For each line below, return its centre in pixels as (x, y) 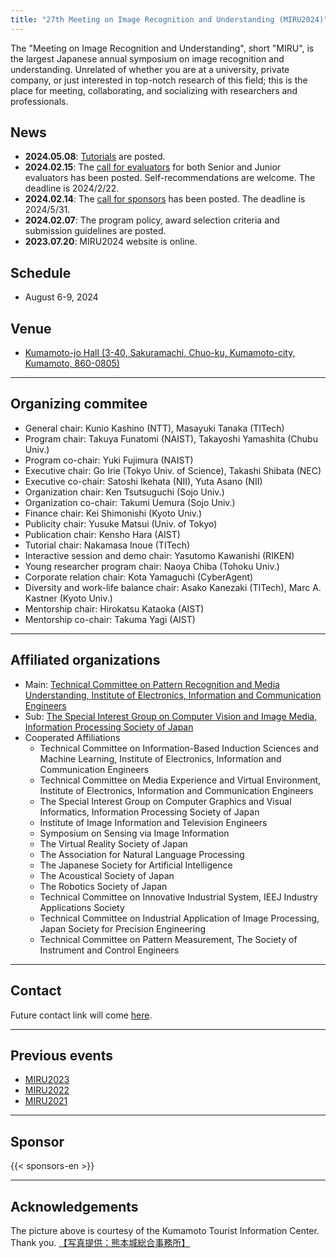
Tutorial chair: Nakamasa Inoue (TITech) (107, 545)
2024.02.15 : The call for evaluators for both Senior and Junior (153, 167)
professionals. (39, 101)
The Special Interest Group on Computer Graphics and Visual (165, 801)
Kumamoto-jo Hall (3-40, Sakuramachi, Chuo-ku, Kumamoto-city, (160, 353)
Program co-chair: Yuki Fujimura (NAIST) (109, 460)
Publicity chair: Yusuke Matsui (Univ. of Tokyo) (121, 523)
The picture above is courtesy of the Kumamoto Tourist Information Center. (165, 1230)
